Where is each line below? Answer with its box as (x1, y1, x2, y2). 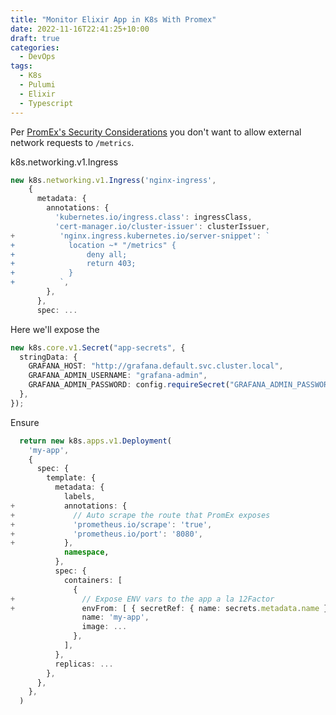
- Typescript (19, 98, 74, 108)
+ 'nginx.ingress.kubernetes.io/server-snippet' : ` (10, 231, 271, 241)
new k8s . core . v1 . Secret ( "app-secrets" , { (10, 342, 186, 353)
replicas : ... (54, 659, 114, 669)
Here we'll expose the (10, 323, 100, 335)
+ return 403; (10, 259, 137, 269)
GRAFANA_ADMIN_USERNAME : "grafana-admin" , (28, 371, 208, 381)
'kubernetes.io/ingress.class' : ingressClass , (54, 212, 253, 222)
